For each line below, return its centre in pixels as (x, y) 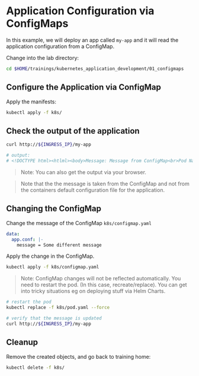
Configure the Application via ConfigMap (84, 87)
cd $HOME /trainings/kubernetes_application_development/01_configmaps (95, 69)
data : (13, 234)
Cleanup (22, 342)
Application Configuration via (80, 11)
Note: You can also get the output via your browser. (84, 172)
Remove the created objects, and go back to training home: (78, 356)
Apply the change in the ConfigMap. (50, 256)
